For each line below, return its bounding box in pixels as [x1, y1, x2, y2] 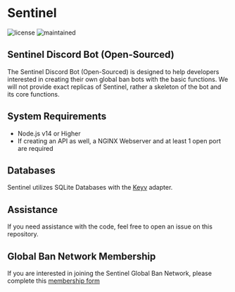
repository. [7, 230, 39, 238]
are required [17, 144, 54, 152]
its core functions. [7, 90, 60, 98]
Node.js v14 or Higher [17, 129, 81, 138]
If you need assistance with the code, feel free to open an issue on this [7, 222, 213, 231]
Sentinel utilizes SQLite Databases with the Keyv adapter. [7, 183, 173, 192]
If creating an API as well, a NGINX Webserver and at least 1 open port [17, 136, 222, 145]
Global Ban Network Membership [7, 250, 156, 262]
